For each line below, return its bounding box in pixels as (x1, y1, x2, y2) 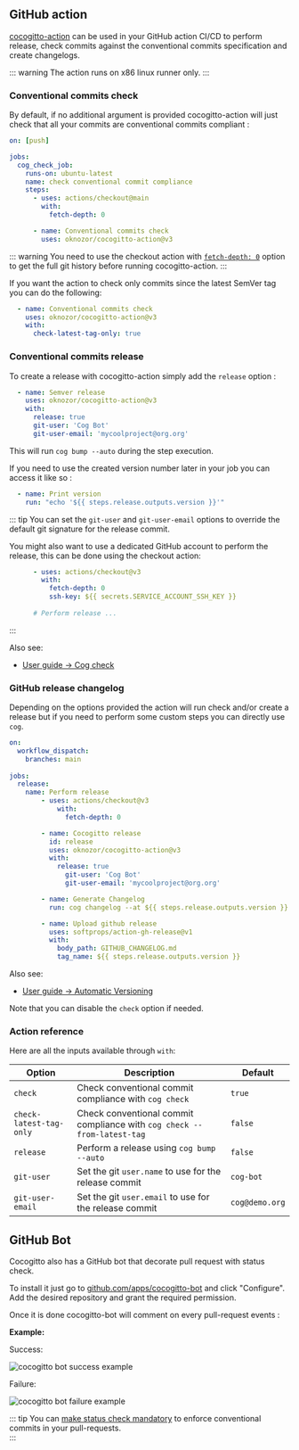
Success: (9, 1344, 44, 1355)
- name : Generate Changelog (41, 894, 145, 903)
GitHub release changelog (9, 681, 125, 694)
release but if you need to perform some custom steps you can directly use (9, 712, 286, 722)
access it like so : (9, 472, 73, 482)
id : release (48, 837, 93, 846)
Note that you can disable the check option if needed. (9, 1003, 205, 1014)
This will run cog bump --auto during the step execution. (9, 445, 214, 456)
